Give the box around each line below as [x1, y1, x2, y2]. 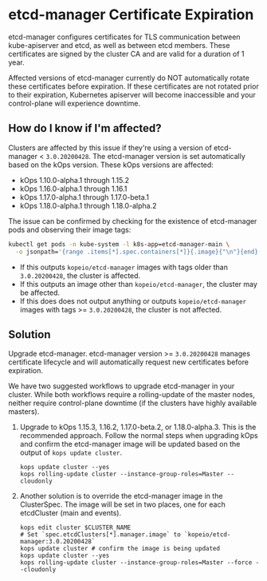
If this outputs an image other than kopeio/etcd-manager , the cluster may [19, 279, 257, 289]
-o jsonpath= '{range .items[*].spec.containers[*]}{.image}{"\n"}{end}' [15, 248, 262, 256]
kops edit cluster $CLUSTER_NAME [19, 523, 132, 532]
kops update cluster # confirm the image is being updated [19, 545, 221, 553]
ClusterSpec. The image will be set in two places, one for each [19, 499, 226, 509]
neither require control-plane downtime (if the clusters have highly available [8, 398, 257, 408]
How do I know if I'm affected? [8, 121, 162, 135]
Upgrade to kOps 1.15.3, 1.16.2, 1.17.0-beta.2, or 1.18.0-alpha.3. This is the [19, 422, 257, 432]
